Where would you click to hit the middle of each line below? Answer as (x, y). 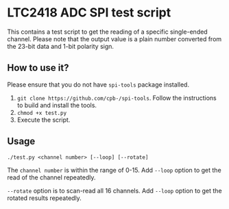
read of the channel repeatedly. (51, 177)
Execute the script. (44, 120)
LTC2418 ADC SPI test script (89, 13)
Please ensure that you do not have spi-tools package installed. (98, 85)
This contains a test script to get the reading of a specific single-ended (107, 32)
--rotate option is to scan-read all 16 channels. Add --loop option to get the (114, 190)
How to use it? (38, 68)
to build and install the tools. (57, 105)
